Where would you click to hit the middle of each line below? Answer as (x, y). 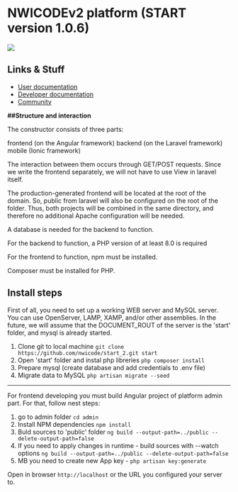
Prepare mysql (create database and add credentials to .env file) (111, 367)
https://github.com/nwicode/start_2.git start (87, 353)
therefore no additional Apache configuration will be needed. (96, 216)
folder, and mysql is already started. (59, 332)
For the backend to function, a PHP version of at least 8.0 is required (107, 243)
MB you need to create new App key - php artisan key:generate (112, 460)
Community (34, 101)
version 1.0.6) (49, 28)
